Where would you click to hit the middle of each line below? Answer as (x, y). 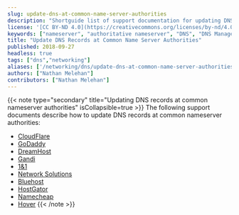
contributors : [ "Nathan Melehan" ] (59, 80)
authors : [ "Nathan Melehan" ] (51, 73)
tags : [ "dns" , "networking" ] (49, 60)
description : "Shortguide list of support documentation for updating (114, 21)
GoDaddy (32, 144)
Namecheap (36, 197)
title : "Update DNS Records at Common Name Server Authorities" (105, 40)
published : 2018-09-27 (41, 47)
